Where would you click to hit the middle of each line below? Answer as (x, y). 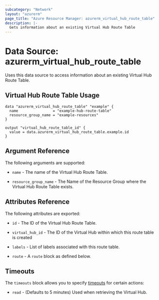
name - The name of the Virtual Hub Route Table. (60, 172)
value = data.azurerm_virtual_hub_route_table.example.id (69, 132)
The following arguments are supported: (45, 163)
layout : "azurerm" (24, 14)
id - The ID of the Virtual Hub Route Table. (54, 223)
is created (22, 237)
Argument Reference (37, 151)
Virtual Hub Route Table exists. (43, 186)
